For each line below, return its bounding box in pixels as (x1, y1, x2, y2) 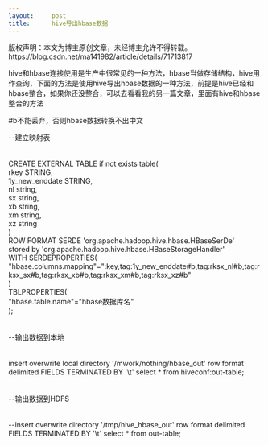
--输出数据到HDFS (8, 394, 70, 403)
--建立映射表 (8, 132, 51, 142)
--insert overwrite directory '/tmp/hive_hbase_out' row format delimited (8, 419, 245, 429)
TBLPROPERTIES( (8, 287, 68, 296)
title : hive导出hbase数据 (8, 19, 109, 27)
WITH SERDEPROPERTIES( (8, 253, 98, 262)
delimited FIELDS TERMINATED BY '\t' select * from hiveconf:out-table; (8, 367, 245, 377)
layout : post (8, 11, 67, 20)
